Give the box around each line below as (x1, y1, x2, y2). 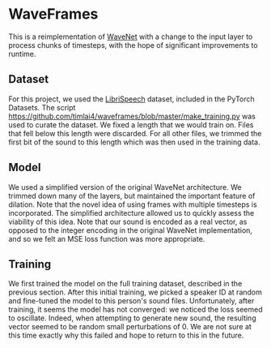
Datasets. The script (8, 102, 76, 112)
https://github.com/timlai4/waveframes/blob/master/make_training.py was (8, 111, 256, 121)
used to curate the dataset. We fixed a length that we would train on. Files (8, 119, 254, 130)
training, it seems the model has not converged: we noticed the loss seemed (8, 305, 263, 315)
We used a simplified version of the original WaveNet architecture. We (8, 182, 242, 191)
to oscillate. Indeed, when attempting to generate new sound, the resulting (8, 313, 256, 323)
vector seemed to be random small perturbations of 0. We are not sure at (8, 322, 252, 332)
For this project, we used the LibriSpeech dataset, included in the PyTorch (8, 94, 255, 104)
